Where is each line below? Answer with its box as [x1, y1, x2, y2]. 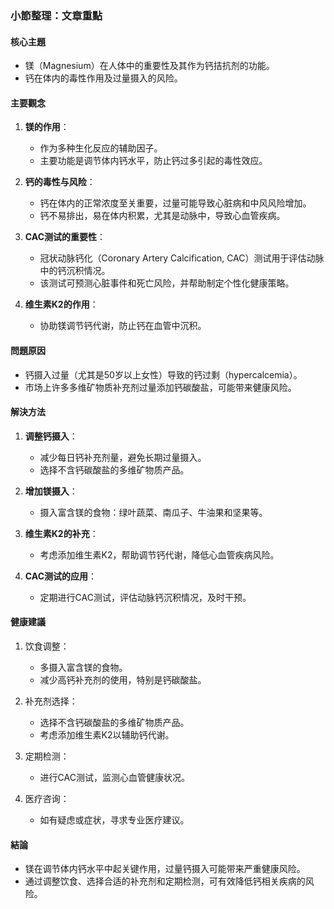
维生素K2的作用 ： [24, 298, 99, 311]
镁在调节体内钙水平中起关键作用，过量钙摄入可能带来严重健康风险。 [24, 863, 306, 875]
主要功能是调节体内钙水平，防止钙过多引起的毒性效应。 [39, 155, 268, 167]
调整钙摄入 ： [24, 430, 78, 442]
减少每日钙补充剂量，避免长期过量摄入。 [39, 451, 207, 463]
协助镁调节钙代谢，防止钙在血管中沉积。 [39, 320, 207, 332]
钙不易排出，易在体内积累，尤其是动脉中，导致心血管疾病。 [39, 210, 286, 222]
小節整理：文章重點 [10, 8, 103, 22]
